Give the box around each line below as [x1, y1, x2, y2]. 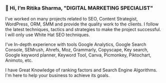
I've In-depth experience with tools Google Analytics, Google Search [5, 41, 146, 47]
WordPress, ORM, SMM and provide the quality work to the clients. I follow [5, 21, 159, 27]
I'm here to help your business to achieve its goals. [5, 72, 110, 78]
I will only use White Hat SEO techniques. [5, 32, 90, 38]
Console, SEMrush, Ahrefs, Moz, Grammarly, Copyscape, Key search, [5, 47, 148, 53]
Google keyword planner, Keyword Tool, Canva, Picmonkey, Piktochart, [5, 52, 151, 58]
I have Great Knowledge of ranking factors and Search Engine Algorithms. [5, 67, 157, 73]
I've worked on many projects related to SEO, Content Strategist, [5, 16, 138, 22]
